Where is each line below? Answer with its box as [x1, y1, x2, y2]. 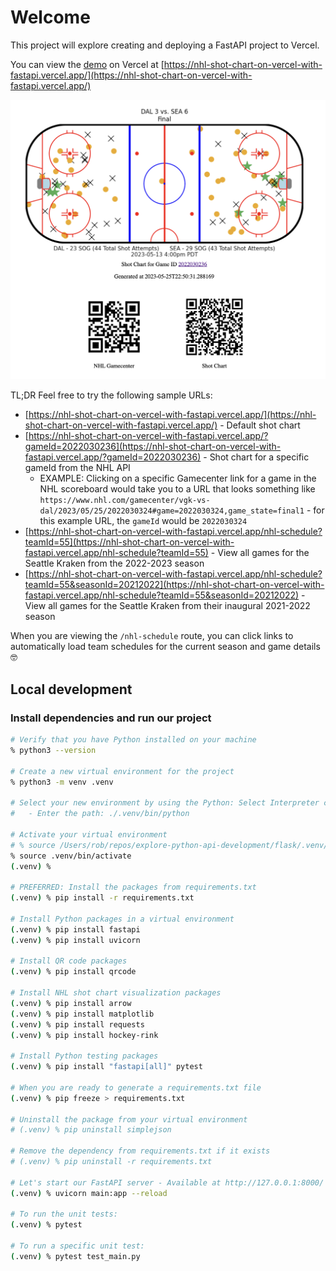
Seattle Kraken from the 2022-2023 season [24, 557, 205, 570]
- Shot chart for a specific [203, 451, 310, 463]
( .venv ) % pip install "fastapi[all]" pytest [10, 1062, 203, 1072]
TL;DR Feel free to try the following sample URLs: [10, 389, 213, 401]
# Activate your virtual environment [10, 829, 168, 840]
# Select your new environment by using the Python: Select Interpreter [10, 798, 320, 808]
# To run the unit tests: [10, 1209, 118, 1220]
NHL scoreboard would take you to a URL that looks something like [39, 483, 316, 495]
